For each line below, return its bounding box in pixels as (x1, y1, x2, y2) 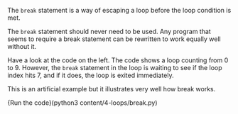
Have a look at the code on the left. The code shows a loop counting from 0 (7, 56, 229, 64)
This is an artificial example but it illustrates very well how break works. (7, 85, 216, 93)
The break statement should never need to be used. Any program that (7, 28, 211, 35)
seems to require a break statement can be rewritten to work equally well (7, 35, 222, 43)
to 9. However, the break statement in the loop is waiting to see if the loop (7, 64, 222, 72)
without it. (7, 42, 37, 50)
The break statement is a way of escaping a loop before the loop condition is (7, 6, 232, 14)
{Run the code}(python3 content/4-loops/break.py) (7, 98, 158, 107)
